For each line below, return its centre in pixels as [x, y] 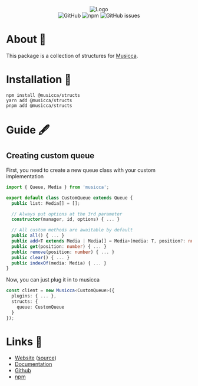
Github [23, 371]
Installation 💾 [39, 80]
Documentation [33, 364]
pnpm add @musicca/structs [39, 106]
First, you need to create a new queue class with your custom [81, 170]
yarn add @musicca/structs [39, 100]
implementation [25, 176]
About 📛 [26, 39]
